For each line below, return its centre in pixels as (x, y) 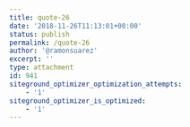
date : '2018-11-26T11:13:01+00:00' (76, 26)
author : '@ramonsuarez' (54, 51)
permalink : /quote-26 (50, 42)
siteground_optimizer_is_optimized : (78, 101)
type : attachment (42, 68)
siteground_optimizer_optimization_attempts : (95, 84)
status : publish (39, 34)
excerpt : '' (31, 59)
